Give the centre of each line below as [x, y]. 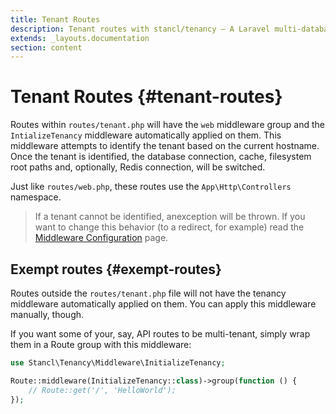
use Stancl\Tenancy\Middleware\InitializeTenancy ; [118, 363]
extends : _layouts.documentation [80, 38]
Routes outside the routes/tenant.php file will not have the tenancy [148, 293]
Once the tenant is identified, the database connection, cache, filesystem [161, 157]
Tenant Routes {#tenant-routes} [146, 97]
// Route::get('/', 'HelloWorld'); [102, 390]
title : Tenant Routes [55, 19]
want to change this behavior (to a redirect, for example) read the [169, 227]
